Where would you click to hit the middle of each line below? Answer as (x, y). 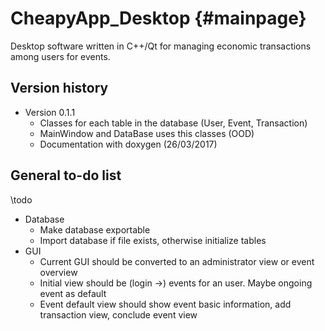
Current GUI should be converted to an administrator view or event (177, 261)
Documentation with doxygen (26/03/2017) (128, 144)
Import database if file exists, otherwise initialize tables (153, 240)
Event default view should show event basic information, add (165, 304)
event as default (73, 293)
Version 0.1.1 (50, 112)
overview (58, 272)
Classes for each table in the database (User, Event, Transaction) (173, 123)
